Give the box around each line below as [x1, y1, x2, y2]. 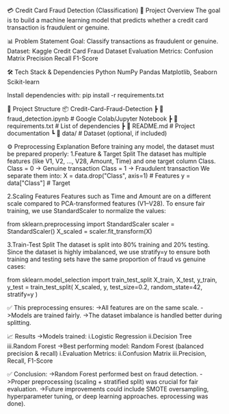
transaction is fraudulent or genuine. [7, 23, 110, 32]
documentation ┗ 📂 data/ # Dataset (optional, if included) [7, 130, 167, 137]
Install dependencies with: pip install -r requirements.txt [7, 91, 164, 99]
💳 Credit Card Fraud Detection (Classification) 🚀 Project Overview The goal [7, 6, 221, 14]
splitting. [7, 319, 32, 326]
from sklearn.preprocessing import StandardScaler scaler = [7, 220, 175, 228]
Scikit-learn [7, 78, 40, 86]
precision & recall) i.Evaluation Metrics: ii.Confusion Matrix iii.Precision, [7, 350, 207, 357]
